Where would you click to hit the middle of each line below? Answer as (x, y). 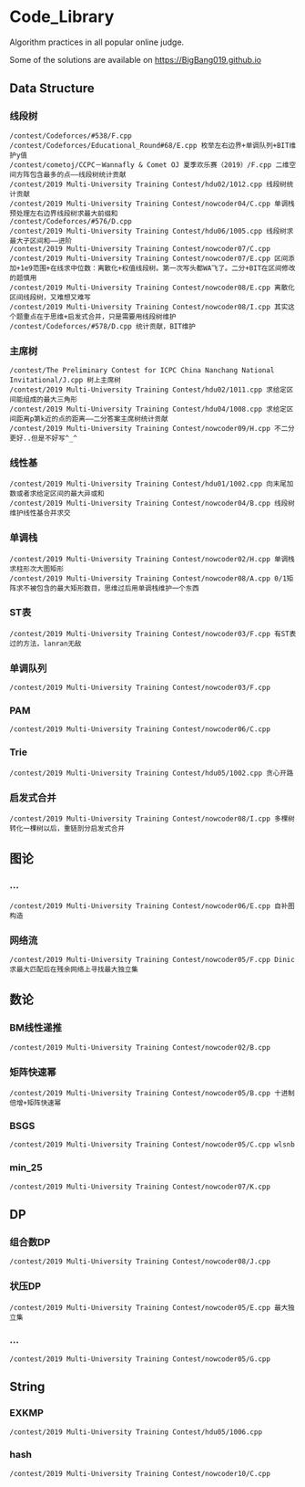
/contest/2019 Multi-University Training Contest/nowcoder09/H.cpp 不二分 (152, 428)
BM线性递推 (36, 1028)
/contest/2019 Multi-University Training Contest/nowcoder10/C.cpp (140, 1473)
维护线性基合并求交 (40, 513)
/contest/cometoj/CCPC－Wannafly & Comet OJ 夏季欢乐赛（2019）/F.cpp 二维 (149, 165)
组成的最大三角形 (50, 399)
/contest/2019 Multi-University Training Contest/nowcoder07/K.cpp (140, 1187)
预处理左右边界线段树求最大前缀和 (64, 213)
